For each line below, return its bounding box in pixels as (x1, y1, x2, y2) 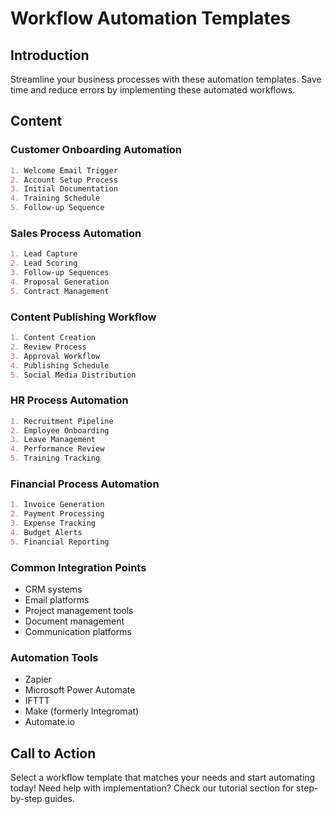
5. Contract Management (10, 286, 110, 296)
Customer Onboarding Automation (10, 143, 183, 157)
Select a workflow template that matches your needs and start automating (10, 772, 316, 784)
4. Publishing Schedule (10, 360, 110, 371)
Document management (24, 615, 125, 627)
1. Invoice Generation (10, 500, 105, 510)
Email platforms (24, 594, 90, 606)
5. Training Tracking (10, 453, 101, 464)
